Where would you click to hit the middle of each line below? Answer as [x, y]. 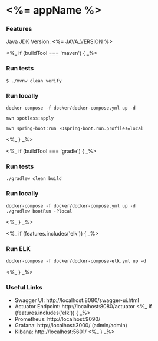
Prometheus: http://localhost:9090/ [57, 319]
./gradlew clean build [34, 179]
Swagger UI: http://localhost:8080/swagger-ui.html [77, 300]
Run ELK [18, 249]
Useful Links [24, 287]
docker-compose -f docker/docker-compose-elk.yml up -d [76, 261]
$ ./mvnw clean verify [34, 81]
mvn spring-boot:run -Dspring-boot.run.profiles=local [75, 129]
